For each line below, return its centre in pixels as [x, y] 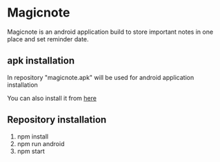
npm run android [41, 143]
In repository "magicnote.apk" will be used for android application [101, 77]
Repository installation [57, 120]
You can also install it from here [52, 98]
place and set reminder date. [48, 39]
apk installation [41, 61]
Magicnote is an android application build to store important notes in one [110, 32]
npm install [33, 136]
